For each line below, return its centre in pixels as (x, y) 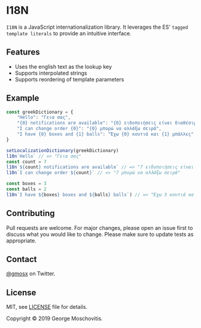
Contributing (31, 213)
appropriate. (22, 241)
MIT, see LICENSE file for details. (47, 307)
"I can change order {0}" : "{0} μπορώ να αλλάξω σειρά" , (89, 129)
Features (23, 52)
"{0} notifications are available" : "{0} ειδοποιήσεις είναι (95, 123)
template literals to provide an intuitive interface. (69, 33)
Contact (22, 259)
